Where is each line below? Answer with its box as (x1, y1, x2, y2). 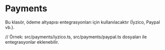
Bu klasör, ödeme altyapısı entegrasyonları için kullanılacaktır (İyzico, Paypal (5, 19, 161, 25)
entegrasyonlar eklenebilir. (5, 39, 59, 45)
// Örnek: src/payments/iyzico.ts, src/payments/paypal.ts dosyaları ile (5, 34, 147, 40)
